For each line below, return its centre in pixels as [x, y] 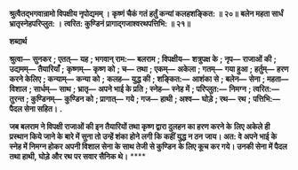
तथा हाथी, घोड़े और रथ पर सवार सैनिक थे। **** [78, 156]
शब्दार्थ [18, 41]
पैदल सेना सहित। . [36, 109]
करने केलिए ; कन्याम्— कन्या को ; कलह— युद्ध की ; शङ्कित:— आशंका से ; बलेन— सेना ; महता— [149, 79]
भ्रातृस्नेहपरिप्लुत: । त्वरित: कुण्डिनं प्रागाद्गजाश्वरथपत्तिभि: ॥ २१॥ [100, 23]
